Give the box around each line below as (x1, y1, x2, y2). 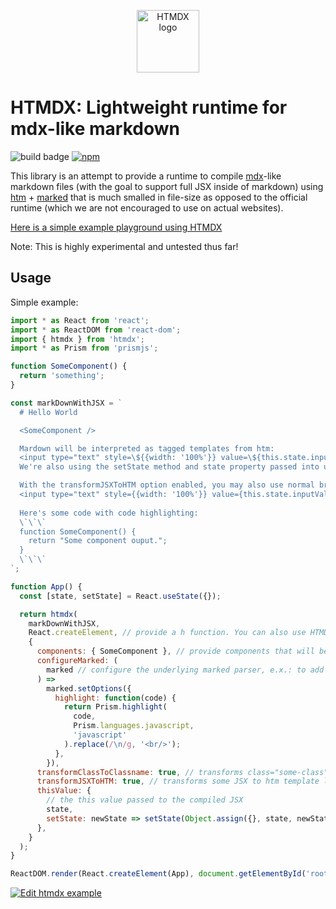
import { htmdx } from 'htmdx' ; (10, 334, 145, 344)
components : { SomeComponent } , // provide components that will (36, 646, 315, 657)
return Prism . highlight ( (63, 702, 168, 712)
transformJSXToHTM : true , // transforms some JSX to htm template (36, 776, 320, 787)
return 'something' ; (19, 371, 105, 381)
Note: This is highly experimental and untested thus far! (10, 240, 239, 252)
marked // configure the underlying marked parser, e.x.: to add (46, 665, 325, 675)
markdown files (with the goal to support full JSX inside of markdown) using (10, 180, 324, 192)
